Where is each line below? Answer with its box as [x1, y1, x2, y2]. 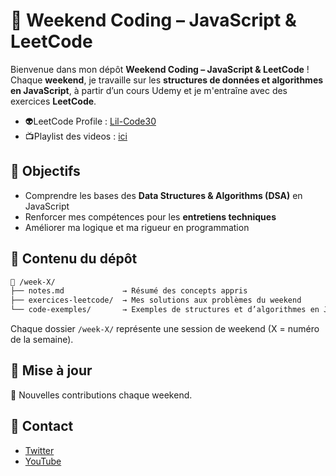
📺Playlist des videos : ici [24, 130, 128, 142]
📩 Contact [10, 418, 74, 435]
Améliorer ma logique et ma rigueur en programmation [24, 221, 250, 233]
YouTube [24, 455, 62, 467]
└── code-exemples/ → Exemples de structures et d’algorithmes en [10, 305, 320, 315]
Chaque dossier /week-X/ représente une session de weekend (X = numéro [10, 323, 320, 335]
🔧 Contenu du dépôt [10, 250, 138, 268]
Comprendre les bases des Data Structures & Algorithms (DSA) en [24, 189, 303, 201]
